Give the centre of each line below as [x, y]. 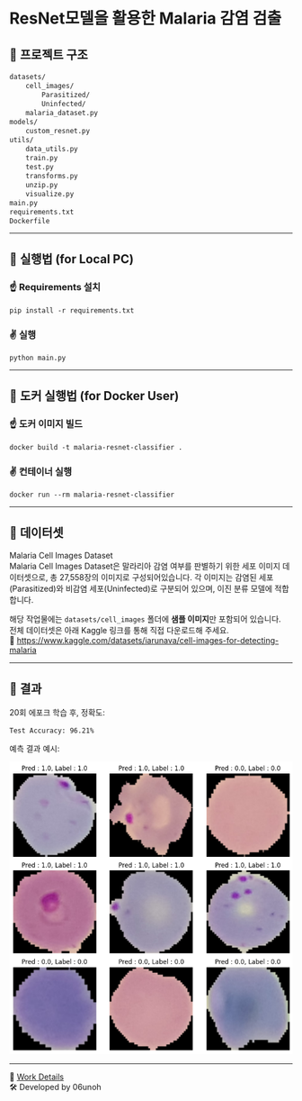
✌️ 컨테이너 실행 [41, 471]
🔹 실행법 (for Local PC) [72, 259]
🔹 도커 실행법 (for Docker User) [94, 396]
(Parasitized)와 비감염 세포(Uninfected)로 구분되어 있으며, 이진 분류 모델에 [141, 588]
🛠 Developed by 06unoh [55, 1087]
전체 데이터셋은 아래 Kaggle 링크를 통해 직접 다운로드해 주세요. [119, 630]
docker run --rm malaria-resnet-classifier [92, 495]
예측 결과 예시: [35, 748]
